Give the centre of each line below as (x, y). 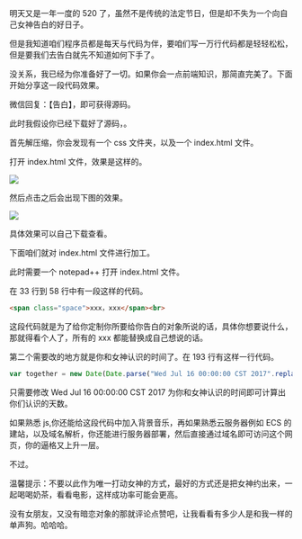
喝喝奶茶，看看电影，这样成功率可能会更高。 (99, 494)
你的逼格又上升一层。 (64, 445)
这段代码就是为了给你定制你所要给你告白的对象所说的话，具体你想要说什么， (151, 326)
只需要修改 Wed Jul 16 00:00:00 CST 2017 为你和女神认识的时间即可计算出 (147, 392)
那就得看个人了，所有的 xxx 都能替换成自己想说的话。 (109, 337)
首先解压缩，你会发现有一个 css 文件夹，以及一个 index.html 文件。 (134, 143)
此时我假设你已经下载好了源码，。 (71, 123)
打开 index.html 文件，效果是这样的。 (78, 162)
